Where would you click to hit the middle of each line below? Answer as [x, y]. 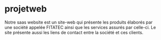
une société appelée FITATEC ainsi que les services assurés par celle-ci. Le [80, 27]
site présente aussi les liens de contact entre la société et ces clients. [74, 32]
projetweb [26, 9]
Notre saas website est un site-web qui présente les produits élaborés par [79, 22]
